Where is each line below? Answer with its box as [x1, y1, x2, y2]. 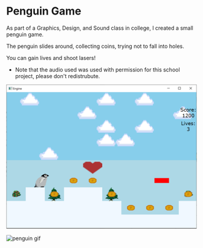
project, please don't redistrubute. [14, 72, 100, 79]
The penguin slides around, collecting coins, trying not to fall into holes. [6, 42, 184, 50]
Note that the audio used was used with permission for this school [14, 65, 180, 73]
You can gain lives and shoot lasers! [6, 54, 96, 61]
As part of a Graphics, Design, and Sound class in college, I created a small [6, 24, 193, 32]
